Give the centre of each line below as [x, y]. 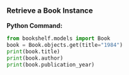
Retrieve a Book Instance [50, 11]
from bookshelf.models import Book [59, 39]
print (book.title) [33, 52]
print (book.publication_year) [51, 64]
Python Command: [35, 26]
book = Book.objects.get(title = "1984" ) [65, 45]
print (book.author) [35, 58]
